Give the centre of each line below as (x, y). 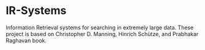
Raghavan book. (26, 40)
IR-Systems (36, 11)
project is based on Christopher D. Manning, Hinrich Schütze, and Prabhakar (102, 34)
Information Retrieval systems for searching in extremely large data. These (100, 27)
